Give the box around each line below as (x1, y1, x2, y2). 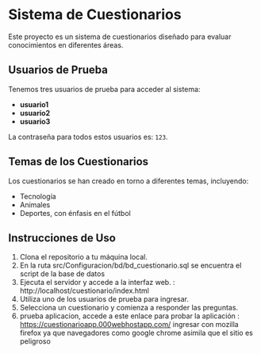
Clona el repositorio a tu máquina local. (19, 252, 148, 262)
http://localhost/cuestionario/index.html (19, 286, 149, 295)
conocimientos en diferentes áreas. (8, 40, 124, 49)
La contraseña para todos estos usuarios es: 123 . (8, 132, 168, 141)
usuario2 (19, 108, 51, 117)
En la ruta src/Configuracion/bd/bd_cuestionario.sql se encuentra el (19, 260, 242, 271)
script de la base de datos (19, 269, 106, 279)
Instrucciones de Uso (8, 231, 117, 244)
